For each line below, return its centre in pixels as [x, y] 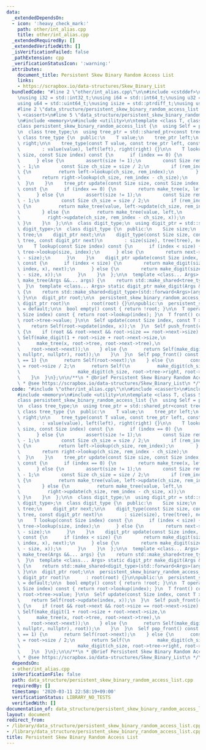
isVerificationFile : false [46, 674]
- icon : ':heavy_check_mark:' [50, 23]
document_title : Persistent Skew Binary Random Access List [96, 75]
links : [26, 80]
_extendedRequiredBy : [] [44, 41]
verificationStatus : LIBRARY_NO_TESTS [62, 697]
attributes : [27, 69]
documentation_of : [30, 709]
